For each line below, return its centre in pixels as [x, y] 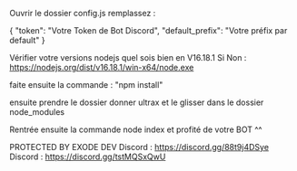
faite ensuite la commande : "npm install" [86, 85]
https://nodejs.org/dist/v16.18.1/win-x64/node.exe [102, 67]
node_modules [37, 112]
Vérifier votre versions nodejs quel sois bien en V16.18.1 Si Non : [128, 57]
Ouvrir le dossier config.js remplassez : [83, 13]
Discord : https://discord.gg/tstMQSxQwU [88, 157]
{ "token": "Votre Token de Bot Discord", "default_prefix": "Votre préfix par [148, 30]
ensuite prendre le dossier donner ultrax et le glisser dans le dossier [137, 102]
